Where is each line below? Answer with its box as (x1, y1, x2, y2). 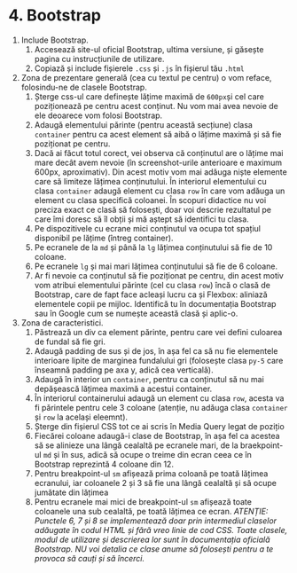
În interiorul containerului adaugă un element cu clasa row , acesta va (34, 392, 285, 404)
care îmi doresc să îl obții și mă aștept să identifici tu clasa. (34, 214, 249, 224)
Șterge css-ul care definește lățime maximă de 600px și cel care (34, 90, 265, 102)
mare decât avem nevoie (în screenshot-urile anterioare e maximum (34, 157, 283, 168)
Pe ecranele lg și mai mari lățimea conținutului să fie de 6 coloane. (34, 261, 278, 271)
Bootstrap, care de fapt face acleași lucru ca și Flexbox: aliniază (34, 289, 268, 300)
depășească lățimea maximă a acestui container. (34, 383, 213, 394)
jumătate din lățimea (34, 487, 109, 498)
